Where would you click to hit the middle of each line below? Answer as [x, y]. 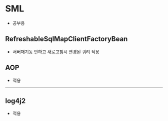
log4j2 [15, 101]
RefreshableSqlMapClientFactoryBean [66, 39]
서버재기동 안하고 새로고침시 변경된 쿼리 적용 [56, 52]
